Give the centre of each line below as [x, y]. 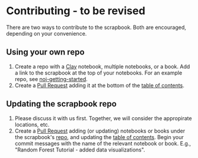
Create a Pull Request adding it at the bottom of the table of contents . [100, 85]
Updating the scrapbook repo [61, 104]
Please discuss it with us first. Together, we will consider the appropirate [103, 118]
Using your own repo [45, 52]
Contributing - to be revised [76, 11]
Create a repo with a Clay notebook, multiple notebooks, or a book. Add [102, 66]
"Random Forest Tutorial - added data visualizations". [80, 150]
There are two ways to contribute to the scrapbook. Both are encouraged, [96, 27]
